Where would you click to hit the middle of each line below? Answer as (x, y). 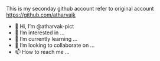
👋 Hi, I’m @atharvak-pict (44, 26)
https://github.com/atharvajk (41, 15)
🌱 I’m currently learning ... (46, 39)
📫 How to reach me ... (42, 52)
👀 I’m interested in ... (40, 33)
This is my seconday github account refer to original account (80, 9)
